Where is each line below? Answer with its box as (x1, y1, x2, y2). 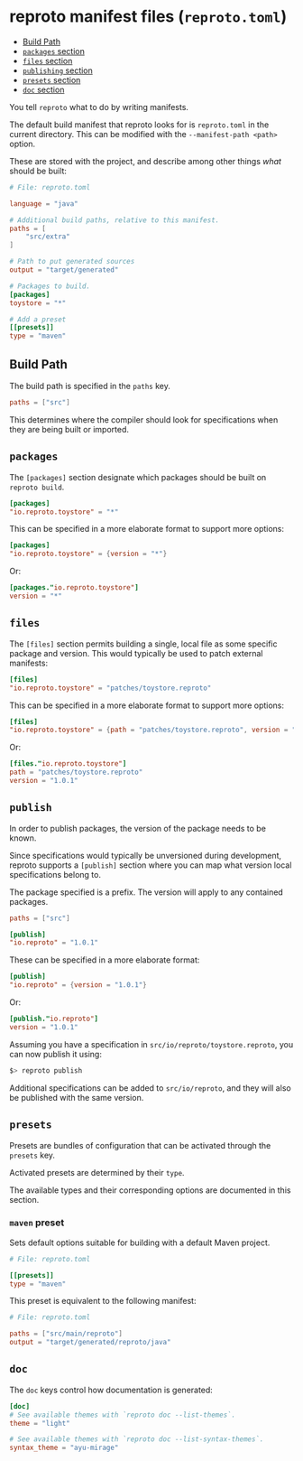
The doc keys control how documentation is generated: (9, 1384, 214, 1395)
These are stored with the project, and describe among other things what (9, 155, 282, 166)
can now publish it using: (9, 1048, 102, 1059)
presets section (22, 74, 81, 85)
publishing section (22, 65, 93, 76)
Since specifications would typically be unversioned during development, (9, 850, 282, 861)
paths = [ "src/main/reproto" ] (9, 1329, 124, 1338)
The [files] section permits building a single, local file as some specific (9, 638, 278, 649)
